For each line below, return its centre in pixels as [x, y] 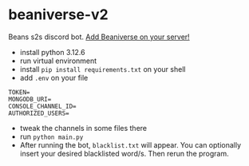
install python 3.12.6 [52, 52]
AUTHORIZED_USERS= [39, 113]
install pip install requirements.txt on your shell [103, 69]
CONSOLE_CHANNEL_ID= [43, 106]
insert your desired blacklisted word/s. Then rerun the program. [124, 153]
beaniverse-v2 [59, 15]
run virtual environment [58, 61]
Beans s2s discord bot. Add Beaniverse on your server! [99, 37]
